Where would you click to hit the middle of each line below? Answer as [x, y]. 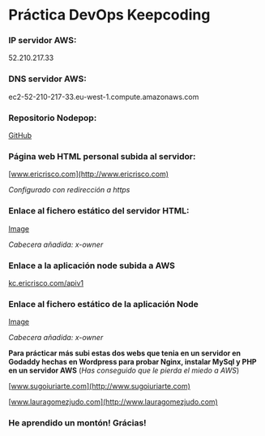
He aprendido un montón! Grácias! [78, 423]
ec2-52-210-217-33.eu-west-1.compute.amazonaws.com [104, 97]
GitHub [20, 136]
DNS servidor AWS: [47, 79]
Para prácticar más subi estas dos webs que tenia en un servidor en [125, 353]
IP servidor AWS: [43, 41]
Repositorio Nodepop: [53, 118]
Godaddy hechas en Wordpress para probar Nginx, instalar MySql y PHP [132, 362]
